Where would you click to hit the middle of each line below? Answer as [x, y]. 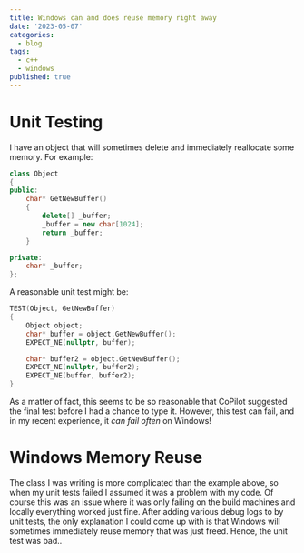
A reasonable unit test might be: [69, 292]
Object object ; [54, 325]
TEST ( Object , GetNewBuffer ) [63, 309]
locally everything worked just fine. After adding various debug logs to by [147, 512]
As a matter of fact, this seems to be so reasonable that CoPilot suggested [148, 402]
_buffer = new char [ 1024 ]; [93, 224]
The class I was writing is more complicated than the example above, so [144, 483]
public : [24, 191]
